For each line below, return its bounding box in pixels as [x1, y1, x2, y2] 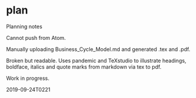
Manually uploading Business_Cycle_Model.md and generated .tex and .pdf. [6, 45, 191, 53]
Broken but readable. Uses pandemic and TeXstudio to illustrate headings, [6, 57, 187, 64]
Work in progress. [6, 75, 50, 82]
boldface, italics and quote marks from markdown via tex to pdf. [6, 63, 162, 70]
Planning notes [6, 23, 43, 30]
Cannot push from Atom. [6, 34, 66, 41]
